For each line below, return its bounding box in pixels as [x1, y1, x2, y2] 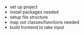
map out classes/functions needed [9, 19, 79, 25]
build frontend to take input [9, 24, 65, 30]
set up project [9, 4, 38, 10]
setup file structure [9, 14, 48, 20]
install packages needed [9, 9, 59, 15]
